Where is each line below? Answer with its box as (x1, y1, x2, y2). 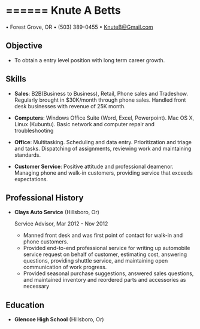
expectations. (14, 175, 49, 182)
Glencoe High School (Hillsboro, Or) (14, 316, 104, 323)
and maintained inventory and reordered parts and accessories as (23, 276, 186, 284)
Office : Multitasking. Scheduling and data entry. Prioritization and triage (14, 138, 192, 145)
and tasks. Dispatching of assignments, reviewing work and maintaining (14, 145, 192, 152)
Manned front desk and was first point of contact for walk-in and (23, 231, 183, 239)
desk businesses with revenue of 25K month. (14, 102, 126, 109)
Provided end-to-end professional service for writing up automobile (23, 245, 190, 252)
